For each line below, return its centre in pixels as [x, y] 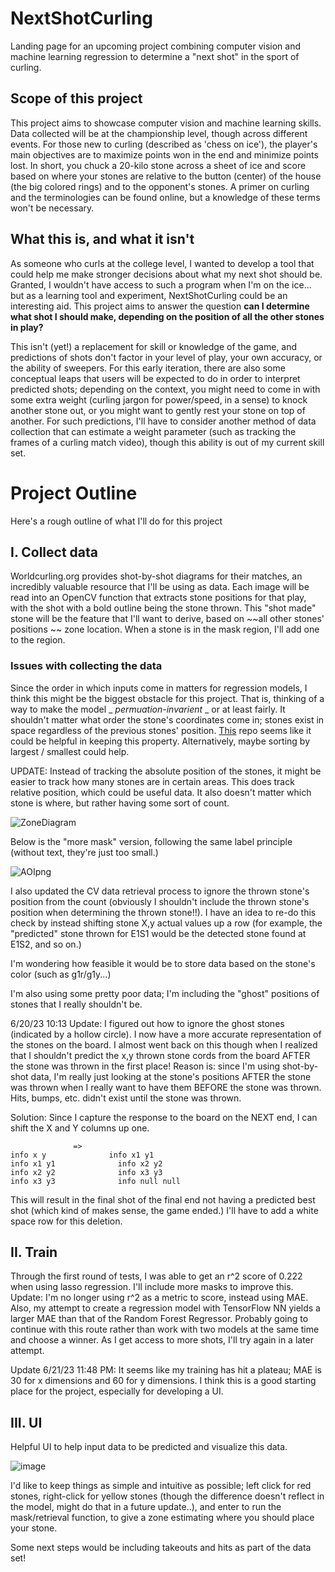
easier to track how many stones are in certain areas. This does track [152, 781]
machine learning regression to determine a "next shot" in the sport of [155, 56]
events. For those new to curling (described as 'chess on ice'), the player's [164, 144]
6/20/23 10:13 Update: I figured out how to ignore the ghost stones [147, 1023]
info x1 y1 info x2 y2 [86, 1163]
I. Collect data [54, 552]
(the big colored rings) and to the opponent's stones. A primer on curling [160, 186]
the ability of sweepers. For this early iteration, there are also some [148, 368]
